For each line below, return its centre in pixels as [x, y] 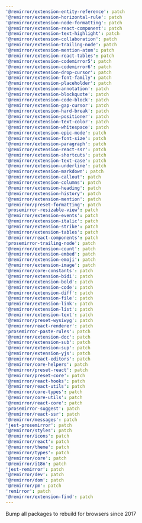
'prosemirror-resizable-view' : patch [52, 210]
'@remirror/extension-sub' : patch [48, 342]
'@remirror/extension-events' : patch [52, 216]
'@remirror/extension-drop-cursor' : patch [59, 72]
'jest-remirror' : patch [35, 469]
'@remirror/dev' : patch [35, 475]
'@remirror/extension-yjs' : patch [48, 353]
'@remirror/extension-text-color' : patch [57, 122]
